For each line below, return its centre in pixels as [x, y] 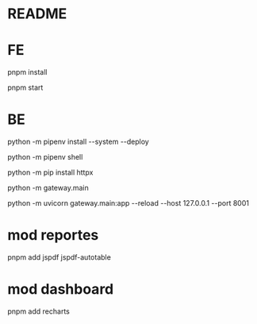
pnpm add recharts [39, 311]
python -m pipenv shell [45, 157]
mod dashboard [61, 289]
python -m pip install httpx [50, 172]
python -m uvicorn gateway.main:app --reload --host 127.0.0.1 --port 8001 [128, 203]
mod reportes [53, 235]
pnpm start [25, 87]
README [37, 14]
